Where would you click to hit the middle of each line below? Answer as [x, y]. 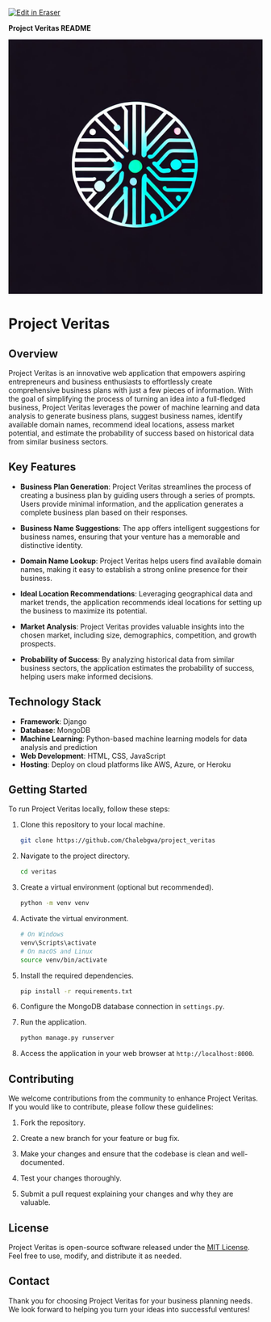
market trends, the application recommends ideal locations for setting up [141, 602]
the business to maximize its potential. [83, 611]
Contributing [41, 1079]
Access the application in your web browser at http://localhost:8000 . [137, 1054]
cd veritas [38, 872]
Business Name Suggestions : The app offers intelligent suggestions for [140, 528]
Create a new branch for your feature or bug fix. [100, 1139]
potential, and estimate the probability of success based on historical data [131, 433]
